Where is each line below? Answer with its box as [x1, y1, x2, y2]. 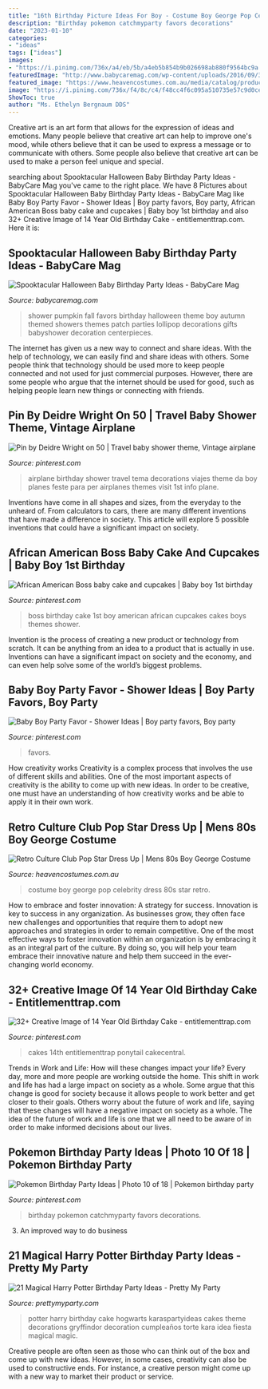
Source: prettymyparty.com [8, 1298, 100, 1308]
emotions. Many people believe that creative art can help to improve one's [8, 131, 253, 141]
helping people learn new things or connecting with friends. [8, 385, 205, 395]
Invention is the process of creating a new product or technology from [8, 634, 239, 644]
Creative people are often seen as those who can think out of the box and [8, 1346, 250, 1355]
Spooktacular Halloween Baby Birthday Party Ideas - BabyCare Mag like [8, 189, 245, 199]
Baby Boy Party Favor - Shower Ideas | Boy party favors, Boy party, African [8, 197, 255, 208]
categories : [8, 34, 48, 42]
